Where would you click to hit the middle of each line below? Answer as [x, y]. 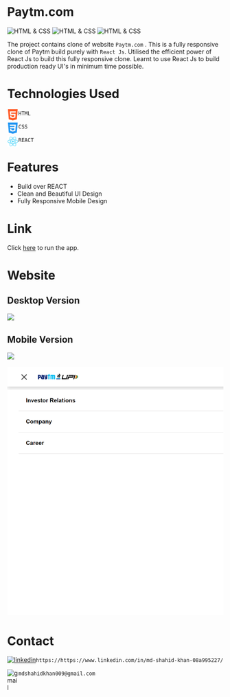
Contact [31, 641]
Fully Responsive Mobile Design [62, 201]
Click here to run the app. [43, 247]
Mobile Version [40, 340]
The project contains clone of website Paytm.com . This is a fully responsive [113, 44]
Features [33, 167]
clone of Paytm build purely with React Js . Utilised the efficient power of [110, 52]
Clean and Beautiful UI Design [59, 194]
